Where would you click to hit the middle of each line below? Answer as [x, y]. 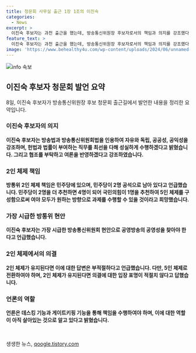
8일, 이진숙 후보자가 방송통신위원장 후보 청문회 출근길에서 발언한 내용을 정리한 [95, 102]
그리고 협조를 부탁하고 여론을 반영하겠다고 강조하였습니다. [79, 154]
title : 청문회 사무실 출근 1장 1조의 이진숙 [52, 11]
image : [14, 50]
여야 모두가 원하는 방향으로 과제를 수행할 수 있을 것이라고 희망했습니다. [110, 200]
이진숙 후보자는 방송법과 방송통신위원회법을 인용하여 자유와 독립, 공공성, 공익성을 [97, 140]
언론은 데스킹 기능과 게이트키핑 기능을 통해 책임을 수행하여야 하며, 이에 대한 [90, 313]
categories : [20, 17]
